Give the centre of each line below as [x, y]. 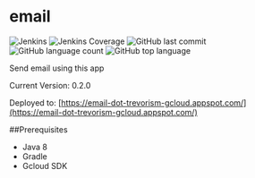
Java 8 [34, 147]
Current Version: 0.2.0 [50, 85]
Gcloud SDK [45, 165]
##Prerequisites [39, 129]
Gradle [34, 156]
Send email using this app [57, 68]
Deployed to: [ [35, 102]
